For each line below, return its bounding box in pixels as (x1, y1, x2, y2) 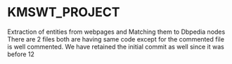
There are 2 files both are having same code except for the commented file (7, 34, 225, 43)
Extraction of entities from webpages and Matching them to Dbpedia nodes (7, 27, 226, 36)
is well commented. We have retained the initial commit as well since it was (7, 42, 225, 51)
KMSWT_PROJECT (7, 4, 120, 20)
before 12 (7, 50, 35, 58)
